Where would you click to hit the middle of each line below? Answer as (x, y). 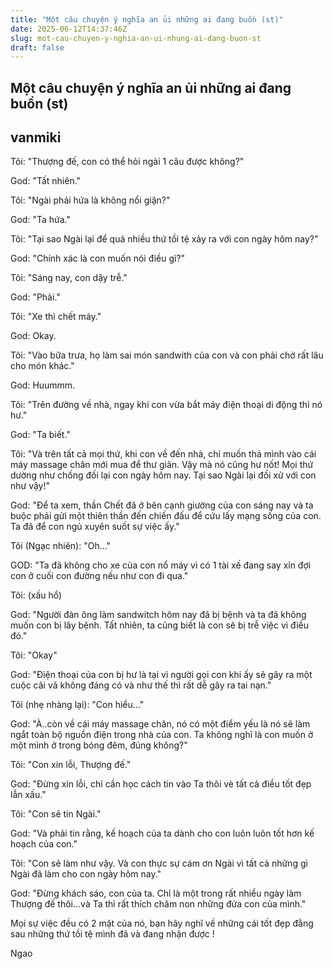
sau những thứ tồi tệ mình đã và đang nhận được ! (112, 934)
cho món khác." (42, 366)
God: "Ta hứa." (40, 220)
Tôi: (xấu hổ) (36, 595)
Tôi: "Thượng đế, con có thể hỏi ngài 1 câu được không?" (127, 162)
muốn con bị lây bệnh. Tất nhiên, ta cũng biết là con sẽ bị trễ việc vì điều (159, 625)
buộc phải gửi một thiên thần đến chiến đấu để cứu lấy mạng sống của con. (166, 516)
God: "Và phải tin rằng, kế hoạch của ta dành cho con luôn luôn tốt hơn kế (162, 833)
